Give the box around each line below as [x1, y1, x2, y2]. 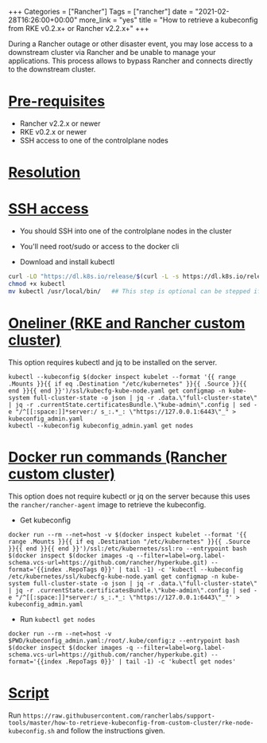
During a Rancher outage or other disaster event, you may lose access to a [8, 39, 253, 49]
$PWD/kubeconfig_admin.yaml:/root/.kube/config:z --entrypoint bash [8, 636, 240, 644]
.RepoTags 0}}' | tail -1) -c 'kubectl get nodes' [64, 657, 237, 666]
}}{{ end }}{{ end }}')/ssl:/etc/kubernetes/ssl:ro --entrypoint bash [8, 545, 247, 553]
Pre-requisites [8, 92, 106, 111]
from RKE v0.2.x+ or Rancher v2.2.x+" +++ [8, 24, 149, 33]
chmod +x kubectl [8, 280, 66, 287]
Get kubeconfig [19, 515, 72, 525]
